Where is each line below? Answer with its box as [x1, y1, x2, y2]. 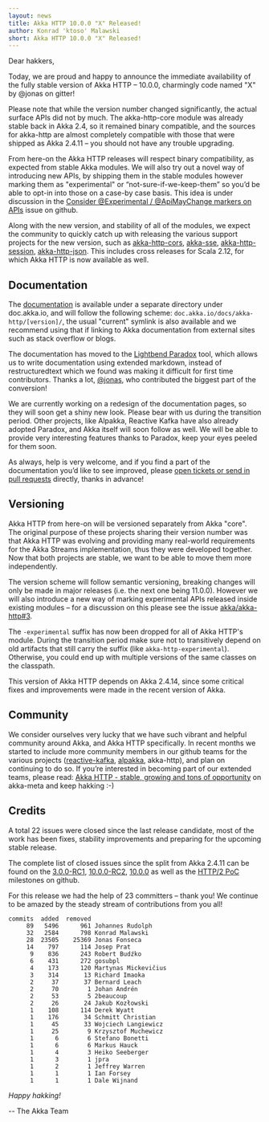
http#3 [8, 611, 31, 621]
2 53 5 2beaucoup [29, 992, 128, 1000]
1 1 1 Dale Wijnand [29, 1076, 138, 1084]
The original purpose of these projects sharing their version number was [8, 527, 248, 537]
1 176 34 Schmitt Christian [29, 1013, 157, 1021]
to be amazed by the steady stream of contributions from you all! [8, 899, 223, 908]
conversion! [8, 383, 47, 394]
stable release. [8, 843, 58, 852]
